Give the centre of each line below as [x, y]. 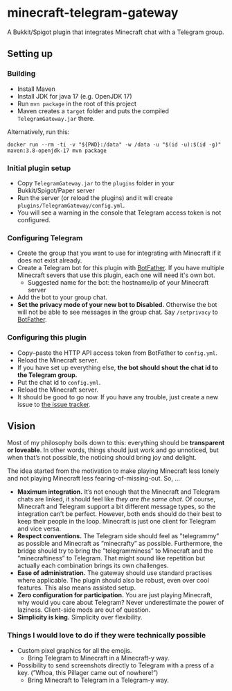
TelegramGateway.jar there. [56, 118]
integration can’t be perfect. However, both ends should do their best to [119, 514]
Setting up [30, 54]
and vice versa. [39, 528]
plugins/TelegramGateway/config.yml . [71, 205]
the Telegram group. [47, 375]
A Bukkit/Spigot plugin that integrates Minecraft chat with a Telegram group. [116, 32]
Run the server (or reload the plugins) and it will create [95, 198]
